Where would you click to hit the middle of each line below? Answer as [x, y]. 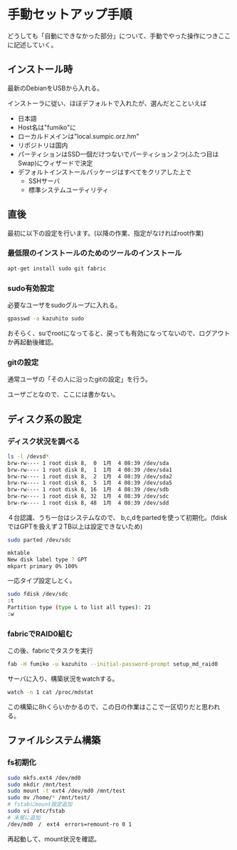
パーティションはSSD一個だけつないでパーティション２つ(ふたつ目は [118, 154]
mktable [19, 553]
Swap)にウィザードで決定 [55, 163]
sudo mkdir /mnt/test [39, 784]
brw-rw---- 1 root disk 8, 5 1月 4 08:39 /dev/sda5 [90, 483]
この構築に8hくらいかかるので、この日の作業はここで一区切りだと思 [108, 706]
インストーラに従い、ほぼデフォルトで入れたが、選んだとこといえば [107, 103]
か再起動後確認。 [32, 342]
